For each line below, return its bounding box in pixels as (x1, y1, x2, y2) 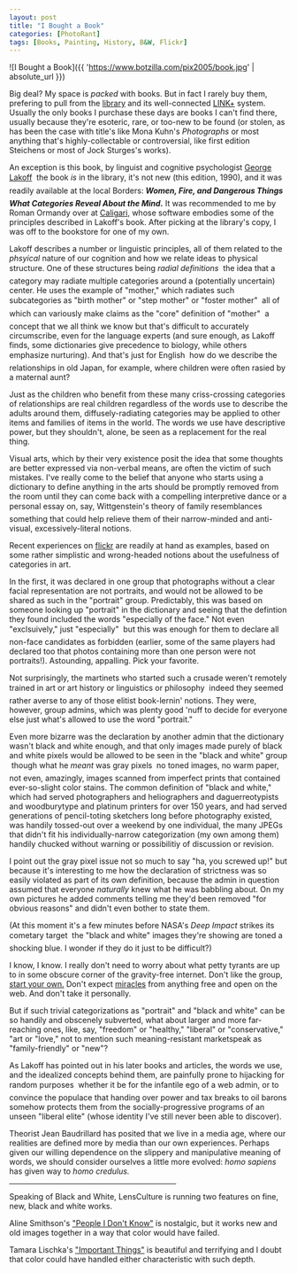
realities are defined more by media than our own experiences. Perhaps (9, 1137, 270, 1148)
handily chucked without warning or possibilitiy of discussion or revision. (9, 839, 274, 850)
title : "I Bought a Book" (9, 21, 104, 30)
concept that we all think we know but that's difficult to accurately (9, 321, 249, 332)
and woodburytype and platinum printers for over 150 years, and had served (9, 801, 287, 811)
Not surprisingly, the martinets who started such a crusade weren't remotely (9, 672, 287, 683)
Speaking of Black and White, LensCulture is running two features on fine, (9, 1191, 278, 1202)
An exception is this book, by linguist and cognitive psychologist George (9, 162, 272, 173)
